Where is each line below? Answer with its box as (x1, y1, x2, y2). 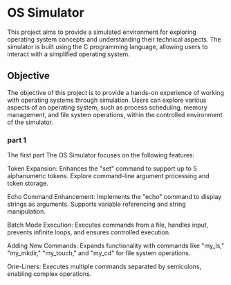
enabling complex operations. (7, 270, 92, 278)
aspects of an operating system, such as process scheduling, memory (7, 103, 207, 112)
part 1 (7, 135, 26, 145)
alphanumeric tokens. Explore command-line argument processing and (7, 172, 210, 180)
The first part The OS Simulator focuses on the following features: (7, 151, 195, 159)
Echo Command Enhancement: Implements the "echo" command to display (7, 193, 222, 201)
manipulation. (7, 207, 46, 216)
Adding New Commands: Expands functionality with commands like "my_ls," (7, 241, 225, 250)
